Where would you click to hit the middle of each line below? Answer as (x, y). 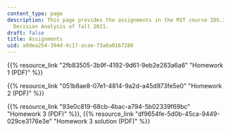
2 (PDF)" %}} (26, 93)
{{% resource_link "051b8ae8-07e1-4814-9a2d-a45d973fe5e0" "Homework (114, 86)
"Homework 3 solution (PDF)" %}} (102, 121)
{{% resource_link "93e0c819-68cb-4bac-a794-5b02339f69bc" (99, 107)
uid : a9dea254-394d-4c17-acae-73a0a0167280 (70, 46)
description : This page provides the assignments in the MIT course (107, 20)
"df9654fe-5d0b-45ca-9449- (177, 114)
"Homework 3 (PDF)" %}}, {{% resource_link (70, 114)
